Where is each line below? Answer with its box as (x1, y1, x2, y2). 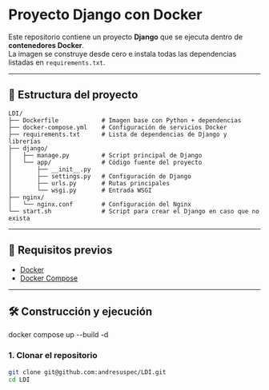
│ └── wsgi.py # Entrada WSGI (8, 186, 152, 194)
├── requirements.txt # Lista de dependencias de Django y (8, 130, 227, 138)
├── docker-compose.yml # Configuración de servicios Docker (8, 123, 227, 131)
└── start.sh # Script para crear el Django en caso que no (8, 207, 260, 215)
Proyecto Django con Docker (8, 6, 203, 24)
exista (8, 214, 30, 222)
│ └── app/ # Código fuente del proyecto (8, 158, 203, 166)
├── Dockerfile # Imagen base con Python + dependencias (8, 116, 242, 125)
